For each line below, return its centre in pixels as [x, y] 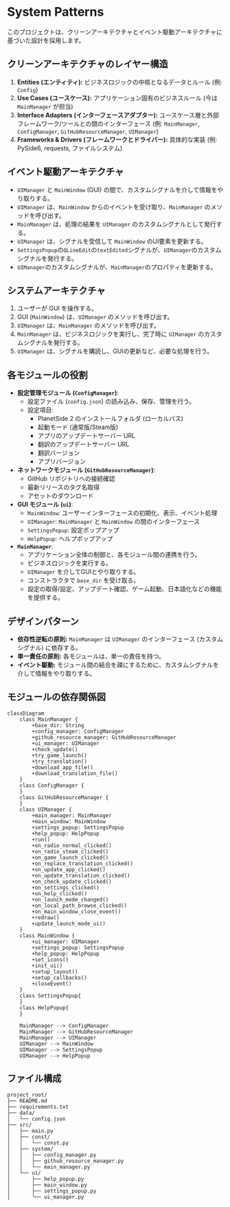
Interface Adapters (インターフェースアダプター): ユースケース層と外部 [118, 115]
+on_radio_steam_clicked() [70, 851]
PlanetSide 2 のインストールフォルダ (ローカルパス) [110, 419]
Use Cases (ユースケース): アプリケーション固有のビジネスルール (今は [117, 97]
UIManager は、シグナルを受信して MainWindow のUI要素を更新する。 [112, 241]
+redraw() [46, 917]
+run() [41, 839]
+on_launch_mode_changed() [70, 899]
